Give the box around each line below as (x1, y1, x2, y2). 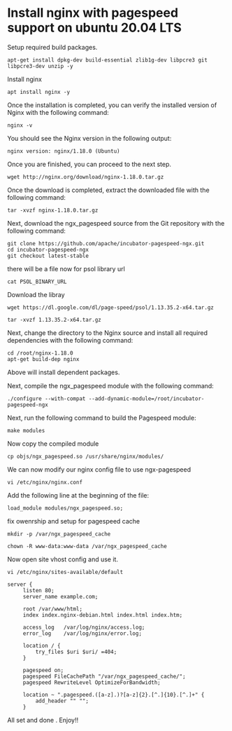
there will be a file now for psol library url (7, 264, 126, 273)
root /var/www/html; (22, 605, 82, 613)
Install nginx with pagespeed (7, 5, 179, 21)
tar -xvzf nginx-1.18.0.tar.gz (7, 207, 99, 214)
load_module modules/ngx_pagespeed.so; (7, 505, 124, 512)
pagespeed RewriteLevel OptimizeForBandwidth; (22, 678, 161, 686)
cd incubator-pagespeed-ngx (7, 246, 89, 253)
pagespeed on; (22, 667, 64, 674)
